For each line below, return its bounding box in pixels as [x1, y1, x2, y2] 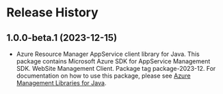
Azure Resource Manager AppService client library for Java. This [16, 50, 200, 58]
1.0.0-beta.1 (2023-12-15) [6, 32, 118, 44]
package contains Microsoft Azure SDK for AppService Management [16, 57, 211, 65]
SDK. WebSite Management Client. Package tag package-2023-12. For [16, 65, 216, 72]
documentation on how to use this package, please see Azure [16, 72, 191, 80]
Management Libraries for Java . [16, 79, 107, 87]
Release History [6, 5, 99, 20]
